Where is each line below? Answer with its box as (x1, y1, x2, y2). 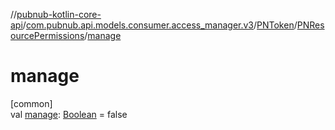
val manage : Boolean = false (10, 108, 128, 120)
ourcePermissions (10, 30, 85, 41)
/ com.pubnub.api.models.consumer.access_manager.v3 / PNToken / (22, 19, 298, 31)
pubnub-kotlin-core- (16, 9, 102, 20)
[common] (10, 97, 53, 109)
